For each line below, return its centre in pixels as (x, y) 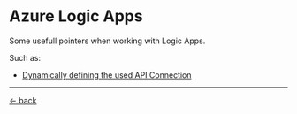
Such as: (25, 57)
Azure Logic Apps (76, 16)
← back (23, 100)
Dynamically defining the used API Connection (107, 75)
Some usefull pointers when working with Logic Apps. (107, 41)
